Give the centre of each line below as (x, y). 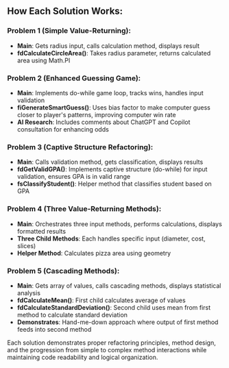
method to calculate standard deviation (72, 315)
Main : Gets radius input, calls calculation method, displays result (108, 46)
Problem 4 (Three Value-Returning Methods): (84, 209)
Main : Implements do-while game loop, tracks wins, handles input (110, 93)
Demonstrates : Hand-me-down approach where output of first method (118, 322)
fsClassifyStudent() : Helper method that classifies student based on (114, 184)
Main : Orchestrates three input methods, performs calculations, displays (120, 224)
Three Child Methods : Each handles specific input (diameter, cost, (111, 238)
